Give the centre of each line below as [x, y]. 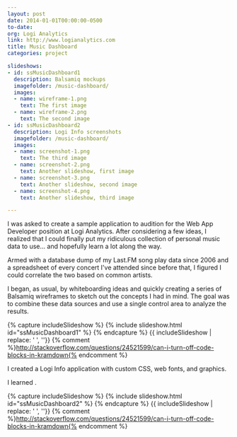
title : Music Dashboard [42, 47]
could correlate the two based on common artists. [80, 275]
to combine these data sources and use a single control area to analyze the [117, 304]
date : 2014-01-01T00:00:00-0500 [55, 21]
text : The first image [53, 106]
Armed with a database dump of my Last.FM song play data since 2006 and [118, 260]
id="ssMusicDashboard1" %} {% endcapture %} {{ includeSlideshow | [110, 332]
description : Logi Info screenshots [68, 132]
